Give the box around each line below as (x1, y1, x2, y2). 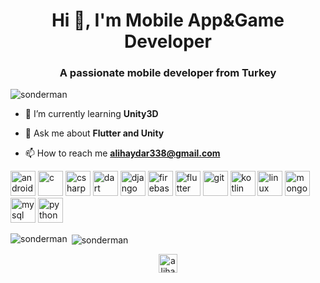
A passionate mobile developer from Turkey (59, 66, 277, 80)
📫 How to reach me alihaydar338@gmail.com (24, 147, 221, 159)
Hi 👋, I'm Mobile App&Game (51, 9, 285, 32)
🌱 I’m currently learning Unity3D (24, 108, 159, 120)
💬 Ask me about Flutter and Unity (24, 127, 165, 139)
